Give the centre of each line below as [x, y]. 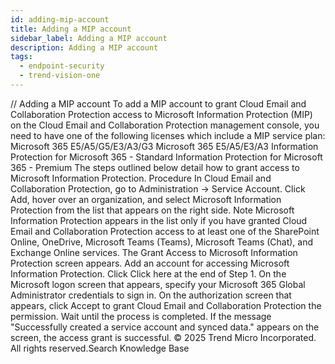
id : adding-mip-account [60, 19]
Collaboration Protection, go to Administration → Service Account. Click [158, 188]
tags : [21, 57]
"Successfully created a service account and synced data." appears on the [165, 327]
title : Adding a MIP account [71, 29]
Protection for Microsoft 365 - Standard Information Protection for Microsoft [166, 157]
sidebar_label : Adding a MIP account [89, 38]
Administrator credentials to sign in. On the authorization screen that [151, 295]
